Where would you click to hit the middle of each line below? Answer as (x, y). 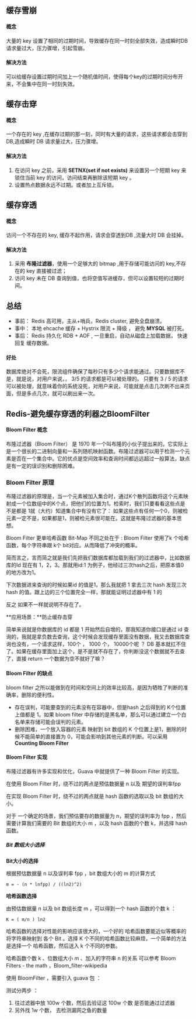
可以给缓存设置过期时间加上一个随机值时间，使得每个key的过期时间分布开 (95, 76)
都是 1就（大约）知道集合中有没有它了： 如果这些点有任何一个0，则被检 (102, 511)
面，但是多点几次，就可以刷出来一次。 (52, 393)
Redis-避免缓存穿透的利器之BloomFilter (78, 414)
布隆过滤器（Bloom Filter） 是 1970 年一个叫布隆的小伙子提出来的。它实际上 (97, 444)
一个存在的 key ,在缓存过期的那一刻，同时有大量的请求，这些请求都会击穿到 (97, 134)
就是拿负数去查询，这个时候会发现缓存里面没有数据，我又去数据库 (105, 637)
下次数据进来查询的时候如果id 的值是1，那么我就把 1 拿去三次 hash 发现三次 (96, 585)
